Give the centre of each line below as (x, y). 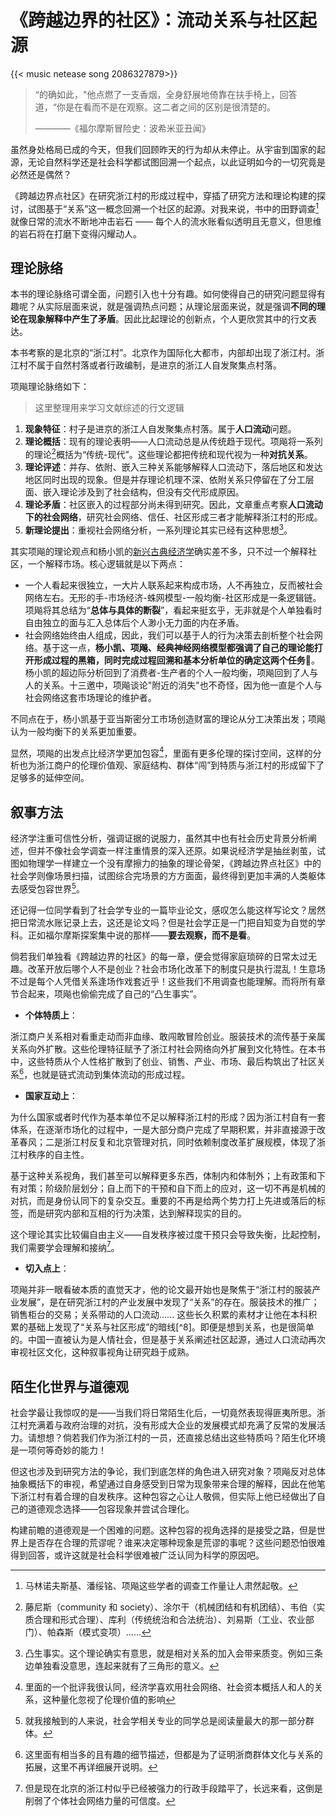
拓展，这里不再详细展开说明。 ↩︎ (91, 1767)
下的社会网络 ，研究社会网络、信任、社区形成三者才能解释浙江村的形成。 (173, 517)
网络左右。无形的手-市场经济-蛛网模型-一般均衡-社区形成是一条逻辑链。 (173, 597)
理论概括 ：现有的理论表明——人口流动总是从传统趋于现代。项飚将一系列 (173, 442)
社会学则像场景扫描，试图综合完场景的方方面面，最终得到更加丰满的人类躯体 (168, 876)
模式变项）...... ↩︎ (116, 1632)
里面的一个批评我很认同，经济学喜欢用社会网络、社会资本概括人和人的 (169, 1687)
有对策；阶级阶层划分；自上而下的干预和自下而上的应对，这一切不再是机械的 (168, 1188)
